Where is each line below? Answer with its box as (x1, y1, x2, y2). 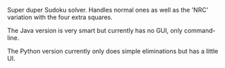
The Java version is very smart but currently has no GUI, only (7, 27, 183, 34)
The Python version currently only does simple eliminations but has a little (7, 47, 219, 55)
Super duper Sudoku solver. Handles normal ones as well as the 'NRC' (7, 6, 208, 14)
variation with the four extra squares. (7, 13, 113, 21)
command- (183, 27, 216, 34)
